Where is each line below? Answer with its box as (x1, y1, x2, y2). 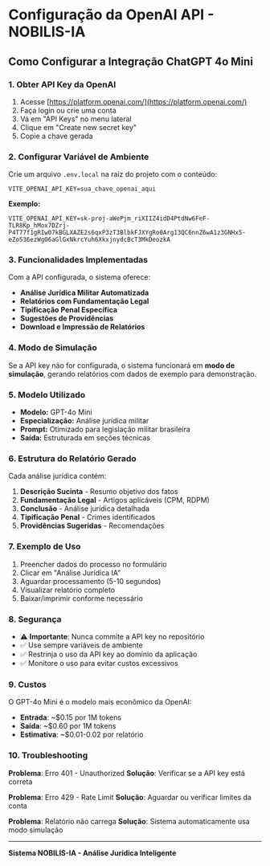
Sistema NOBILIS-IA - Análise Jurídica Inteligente (8, 848, 177, 857)
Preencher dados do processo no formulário (19, 559, 167, 569)
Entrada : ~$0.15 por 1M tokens (19, 713, 122, 722)
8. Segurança (8, 613, 62, 624)
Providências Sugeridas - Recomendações (19, 521, 165, 531)
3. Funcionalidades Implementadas (8, 255, 149, 266)
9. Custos (8, 679, 47, 690)
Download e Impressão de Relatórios (19, 322, 145, 332)
